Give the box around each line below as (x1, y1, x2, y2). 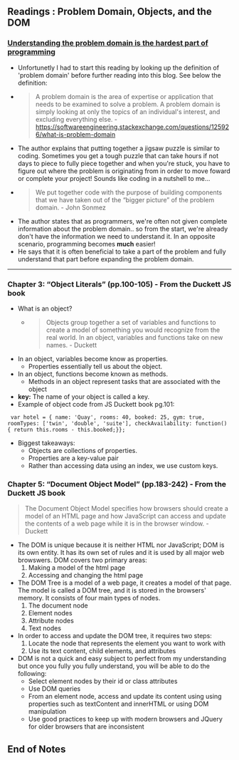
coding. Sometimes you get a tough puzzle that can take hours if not (17, 151, 219, 160)
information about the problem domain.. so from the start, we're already (17, 224, 228, 233)
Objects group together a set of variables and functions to (46, 318, 216, 326)
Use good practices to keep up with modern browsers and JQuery (28, 715, 223, 724)
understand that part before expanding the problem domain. (17, 254, 194, 263)
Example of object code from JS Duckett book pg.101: (17, 400, 175, 408)
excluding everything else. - (35, 115, 117, 123)
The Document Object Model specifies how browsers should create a (24, 504, 229, 513)
